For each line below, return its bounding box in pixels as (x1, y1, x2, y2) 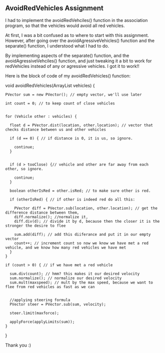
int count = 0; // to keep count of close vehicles (5, 101, 115, 106)
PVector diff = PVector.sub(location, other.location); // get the (14, 206, 157, 211)
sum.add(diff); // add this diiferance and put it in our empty (14, 232, 151, 237)
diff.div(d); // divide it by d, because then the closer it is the (14, 219, 160, 224)
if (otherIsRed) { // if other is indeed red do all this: (9, 197, 135, 202)
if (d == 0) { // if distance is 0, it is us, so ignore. (9, 136, 133, 141)
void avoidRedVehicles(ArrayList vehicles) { (5, 82, 95, 88)
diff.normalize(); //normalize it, (14, 214, 88, 219)
